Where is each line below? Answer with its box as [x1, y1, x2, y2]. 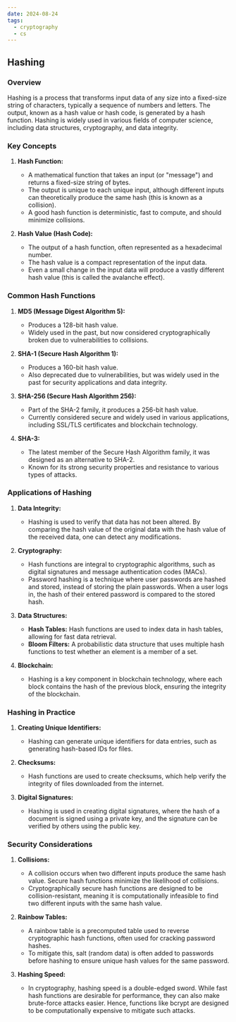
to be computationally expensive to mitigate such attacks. [27, 1006, 196, 1015]
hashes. [27, 941, 51, 950]
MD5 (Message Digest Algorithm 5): [17, 307, 125, 315]
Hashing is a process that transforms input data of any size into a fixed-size [7, 93, 227, 102]
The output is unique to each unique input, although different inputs [27, 186, 224, 194]
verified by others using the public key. [27, 822, 142, 831]
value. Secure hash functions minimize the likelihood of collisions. [27, 877, 220, 885]
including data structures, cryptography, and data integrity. [7, 123, 178, 131]
